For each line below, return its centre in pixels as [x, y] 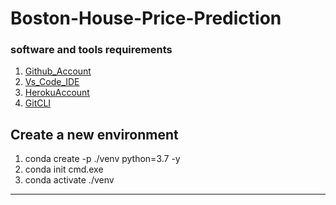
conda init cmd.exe [64, 169]
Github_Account [58, 71]
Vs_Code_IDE [52, 82]
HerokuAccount [57, 93]
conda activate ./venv [69, 180]
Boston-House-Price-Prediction [146, 18]
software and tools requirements [91, 50]
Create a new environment [94, 134]
